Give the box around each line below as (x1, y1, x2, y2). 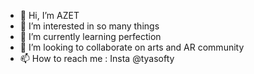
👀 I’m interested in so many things (19, 20, 160, 32)
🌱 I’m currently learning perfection (19, 31, 162, 42)
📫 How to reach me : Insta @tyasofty (19, 53, 175, 64)
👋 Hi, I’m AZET (19, 10, 80, 21)
